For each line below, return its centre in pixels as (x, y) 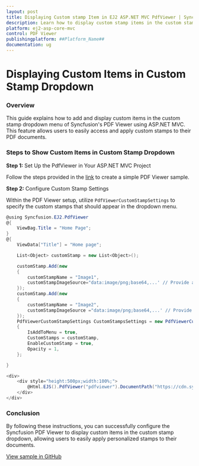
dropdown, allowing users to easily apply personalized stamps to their (92, 439)
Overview (20, 105)
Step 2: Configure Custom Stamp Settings (57, 188)
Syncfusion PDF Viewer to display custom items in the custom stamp (90, 432)
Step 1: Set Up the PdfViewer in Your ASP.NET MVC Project (78, 165)
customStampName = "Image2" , (63, 305)
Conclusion (23, 413)
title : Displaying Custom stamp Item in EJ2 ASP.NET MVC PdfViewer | (94, 17)
